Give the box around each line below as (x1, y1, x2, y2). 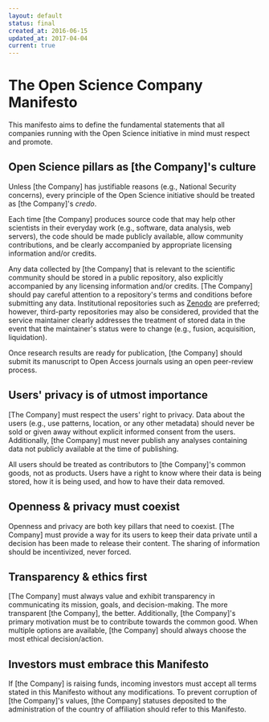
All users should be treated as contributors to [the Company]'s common (8, 459, 247, 469)
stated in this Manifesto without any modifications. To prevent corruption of (8, 687, 258, 697)
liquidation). (8, 332, 48, 342)
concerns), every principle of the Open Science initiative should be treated (8, 190, 255, 199)
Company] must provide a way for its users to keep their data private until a (8, 530, 258, 539)
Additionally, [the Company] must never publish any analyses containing (8, 435, 247, 445)
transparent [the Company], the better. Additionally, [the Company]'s (8, 609, 236, 618)
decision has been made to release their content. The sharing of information (8, 538, 260, 548)
